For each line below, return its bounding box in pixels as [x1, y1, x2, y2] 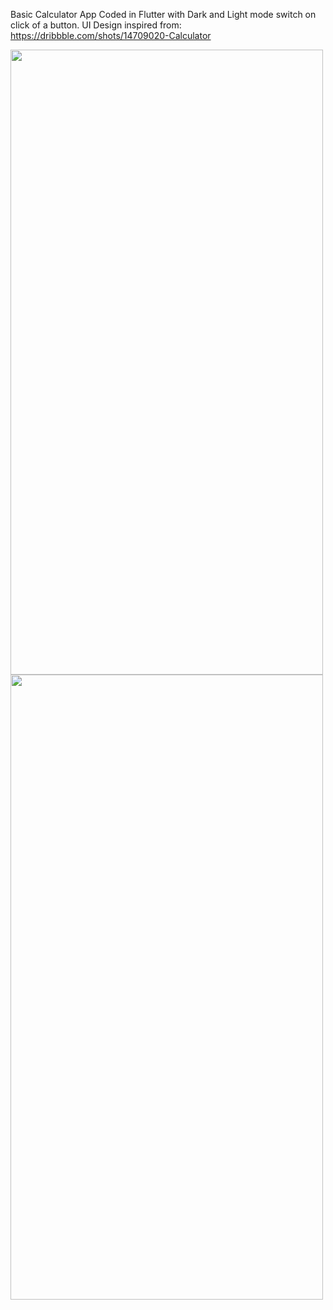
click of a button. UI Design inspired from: [10, 19, 182, 31]
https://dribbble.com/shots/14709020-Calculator [10, 30, 212, 41]
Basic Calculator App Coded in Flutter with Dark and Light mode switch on [10, 9, 317, 20]
